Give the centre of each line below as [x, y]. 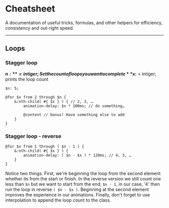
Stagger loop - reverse [33, 136]
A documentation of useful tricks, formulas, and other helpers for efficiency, [84, 23]
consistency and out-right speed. [40, 28]
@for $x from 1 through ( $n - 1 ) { [45, 146]
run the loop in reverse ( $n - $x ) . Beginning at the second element [77, 189]
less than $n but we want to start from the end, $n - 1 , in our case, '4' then [82, 184]
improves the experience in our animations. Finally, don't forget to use [77, 194]
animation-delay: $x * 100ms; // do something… [74, 106]
